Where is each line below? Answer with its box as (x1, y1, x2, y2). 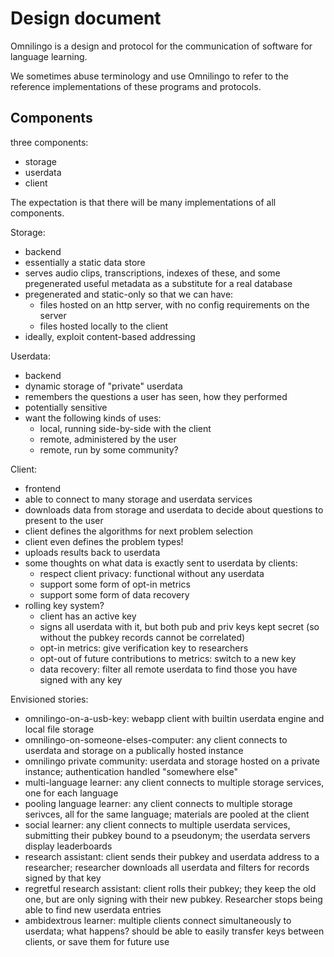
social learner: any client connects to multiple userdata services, (24, 818, 291, 831)
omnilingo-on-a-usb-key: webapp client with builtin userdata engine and (24, 712, 325, 724)
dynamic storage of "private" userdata (24, 380, 183, 392)
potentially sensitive (24, 401, 108, 413)
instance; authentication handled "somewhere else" (24, 765, 238, 777)
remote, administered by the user (39, 433, 177, 445)
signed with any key (39, 673, 123, 686)
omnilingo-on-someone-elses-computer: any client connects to (24, 733, 288, 746)
